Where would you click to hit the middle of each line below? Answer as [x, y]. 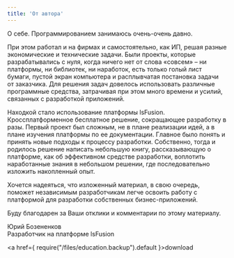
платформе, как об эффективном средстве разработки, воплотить [106, 156]
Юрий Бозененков [34, 226]
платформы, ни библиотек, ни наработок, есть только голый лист [104, 69]
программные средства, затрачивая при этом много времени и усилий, [115, 91]
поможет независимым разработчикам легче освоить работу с [102, 192]
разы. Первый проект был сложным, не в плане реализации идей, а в [111, 127]
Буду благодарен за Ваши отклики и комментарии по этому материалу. [114, 213]
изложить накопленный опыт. [51, 171]
